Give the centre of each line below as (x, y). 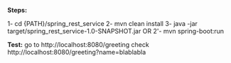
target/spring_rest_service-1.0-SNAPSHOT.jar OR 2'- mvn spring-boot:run (116, 31)
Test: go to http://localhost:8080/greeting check (78, 44)
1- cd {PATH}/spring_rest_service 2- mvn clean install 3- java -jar (102, 23)
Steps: (17, 10)
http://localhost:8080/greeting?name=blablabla (77, 52)
